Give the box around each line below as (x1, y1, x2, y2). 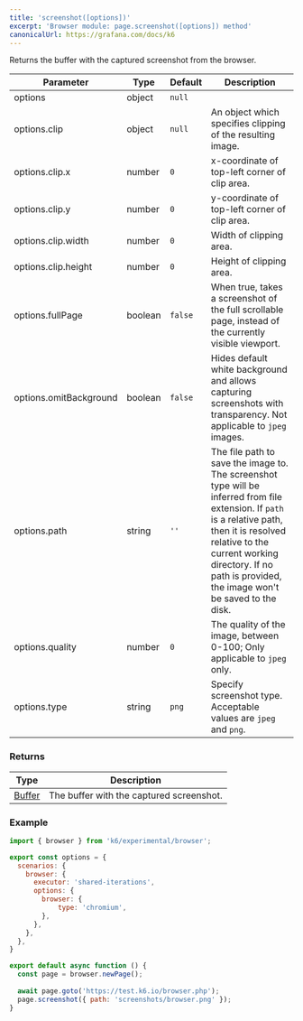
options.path (14, 524, 68, 537)
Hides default (210, 352, 268, 365)
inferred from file (210, 491, 282, 504)
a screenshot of (210, 292, 278, 305)
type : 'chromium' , (57, 904, 127, 913)
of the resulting (210, 128, 276, 141)
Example (9, 816, 49, 829)
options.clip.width (14, 235, 89, 247)
